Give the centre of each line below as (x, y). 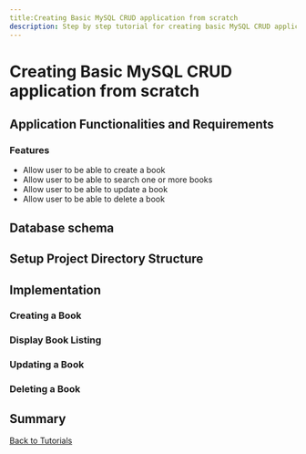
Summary (38, 419)
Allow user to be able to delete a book (94, 199)
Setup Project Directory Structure (107, 259)
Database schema (62, 227)
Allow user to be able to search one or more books (117, 180)
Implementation (56, 289)
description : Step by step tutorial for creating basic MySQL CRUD (140, 26)
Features (30, 150)
